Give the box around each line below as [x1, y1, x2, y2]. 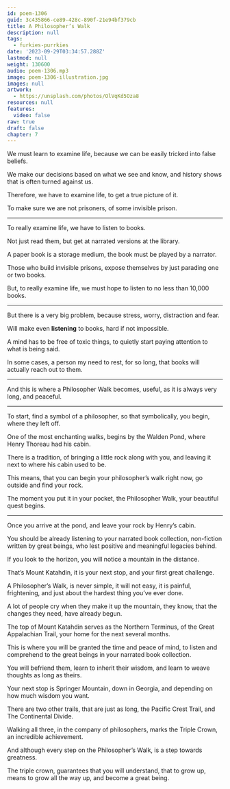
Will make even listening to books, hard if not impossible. [7, 325, 169, 333]
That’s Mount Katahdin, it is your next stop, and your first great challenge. [7, 568, 214, 577]
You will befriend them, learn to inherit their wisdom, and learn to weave [7, 664, 210, 672]
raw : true [7, 118, 36, 125]
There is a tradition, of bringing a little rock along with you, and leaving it [7, 453, 211, 462]
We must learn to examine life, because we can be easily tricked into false [7, 150, 216, 158]
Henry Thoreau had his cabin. [7, 440, 91, 449]
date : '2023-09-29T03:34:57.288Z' [7, 49, 106, 55]
